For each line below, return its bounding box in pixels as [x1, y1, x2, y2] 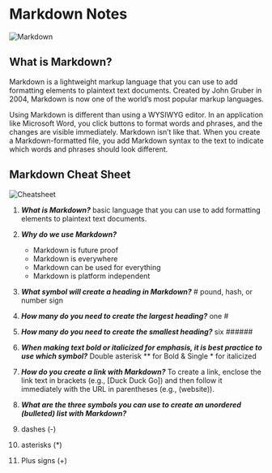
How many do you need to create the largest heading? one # [20, 311, 229, 320]
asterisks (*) [20, 440, 63, 449]
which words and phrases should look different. [9, 144, 168, 154]
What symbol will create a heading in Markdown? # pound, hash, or [20, 286, 253, 296]
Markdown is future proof [32, 245, 119, 255]
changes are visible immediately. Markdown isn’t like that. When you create [9, 127, 261, 136]
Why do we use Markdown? [20, 229, 117, 239]
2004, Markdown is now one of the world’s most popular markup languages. [9, 94, 264, 104]
